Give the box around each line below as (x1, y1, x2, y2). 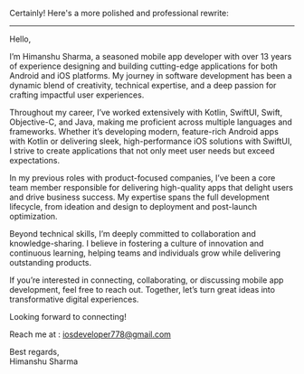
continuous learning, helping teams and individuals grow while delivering (9, 248, 281, 258)
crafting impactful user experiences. (9, 89, 145, 100)
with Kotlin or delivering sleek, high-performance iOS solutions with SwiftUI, (9, 136, 292, 146)
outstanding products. (9, 257, 92, 267)
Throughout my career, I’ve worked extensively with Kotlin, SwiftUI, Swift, (9, 108, 283, 117)
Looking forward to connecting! (9, 312, 127, 322)
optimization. (9, 211, 58, 221)
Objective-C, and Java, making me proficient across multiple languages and (9, 117, 292, 127)
